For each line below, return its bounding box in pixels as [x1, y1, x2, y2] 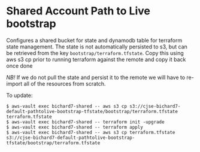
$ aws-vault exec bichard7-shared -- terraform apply [6, 124, 144, 130]
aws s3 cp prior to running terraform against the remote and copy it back [6, 56, 186, 63]
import [6, 80, 23, 87]
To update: [6, 92, 33, 99]
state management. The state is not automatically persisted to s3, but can [6, 43, 187, 50]
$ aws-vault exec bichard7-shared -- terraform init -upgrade [6, 118, 165, 125]
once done [6, 62, 33, 69]
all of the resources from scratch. [23, 80, 106, 87]
